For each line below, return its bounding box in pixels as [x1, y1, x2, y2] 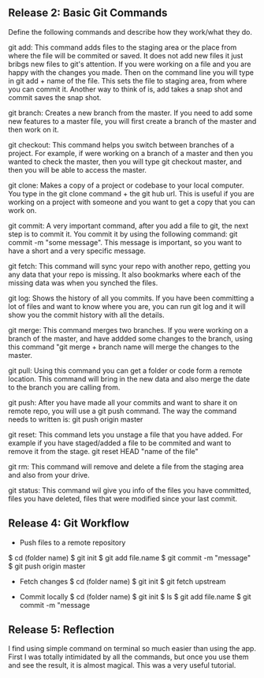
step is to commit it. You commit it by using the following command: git [8, 229, 238, 239]
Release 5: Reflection [8, 623, 115, 637]
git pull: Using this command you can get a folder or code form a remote [8, 366, 243, 375]
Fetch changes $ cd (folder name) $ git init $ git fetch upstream [19, 576, 226, 586]
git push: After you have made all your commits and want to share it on [8, 397, 238, 407]
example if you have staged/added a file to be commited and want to [8, 438, 232, 448]
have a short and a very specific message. [8, 246, 146, 255]
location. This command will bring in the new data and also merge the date [8, 374, 251, 383]
